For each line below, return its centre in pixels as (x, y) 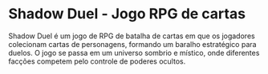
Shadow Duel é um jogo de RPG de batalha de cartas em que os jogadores (132, 36)
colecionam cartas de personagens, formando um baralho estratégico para (132, 44)
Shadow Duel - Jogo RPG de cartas (127, 14)
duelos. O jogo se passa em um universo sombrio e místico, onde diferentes (134, 53)
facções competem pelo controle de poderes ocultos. (97, 61)
